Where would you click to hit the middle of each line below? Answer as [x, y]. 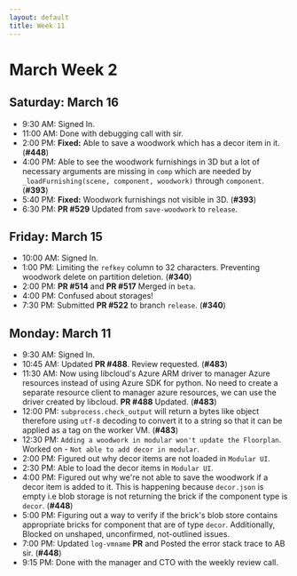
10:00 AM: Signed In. [60, 258]
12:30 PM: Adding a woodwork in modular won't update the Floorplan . [152, 440]
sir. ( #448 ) [42, 553]
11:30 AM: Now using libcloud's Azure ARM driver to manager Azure [146, 373]
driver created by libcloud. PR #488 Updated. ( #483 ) [119, 402]
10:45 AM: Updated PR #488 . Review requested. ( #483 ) [125, 364]
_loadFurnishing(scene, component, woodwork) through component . [143, 180]
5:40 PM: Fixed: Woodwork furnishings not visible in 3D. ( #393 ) [139, 199]
